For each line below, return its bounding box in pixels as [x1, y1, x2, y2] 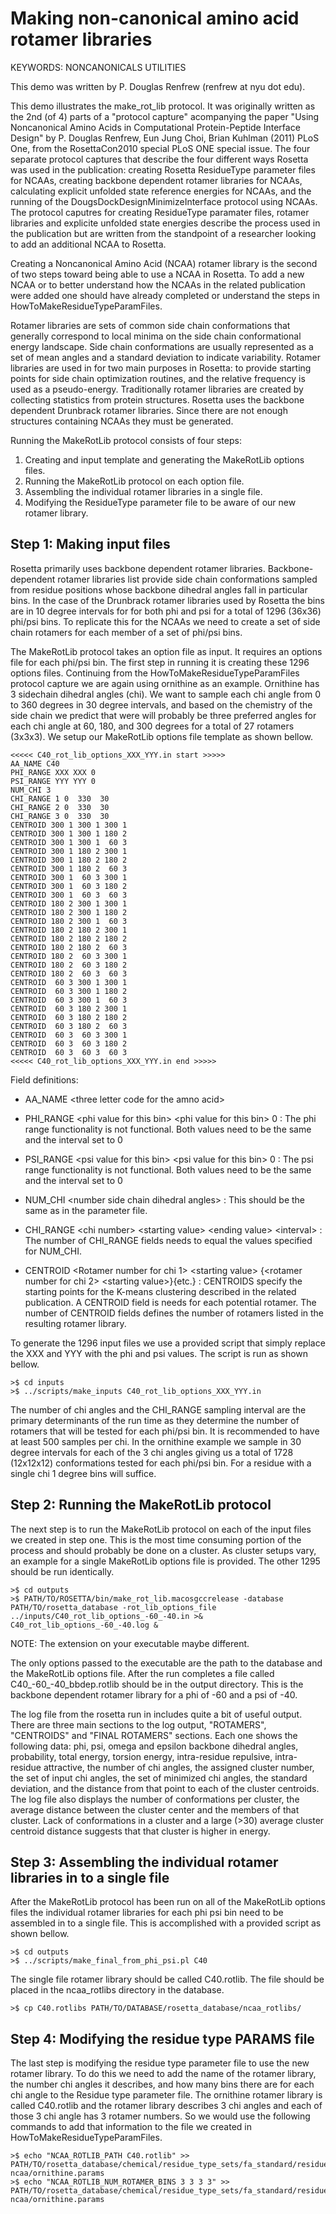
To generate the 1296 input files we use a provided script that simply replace [10, 1337, 326, 1349]
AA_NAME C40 [10, 758, 60, 769]
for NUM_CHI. [24, 1245, 83, 1257]
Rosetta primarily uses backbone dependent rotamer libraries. [10, 562, 266, 574]
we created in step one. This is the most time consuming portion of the [10, 1533, 302, 1546]
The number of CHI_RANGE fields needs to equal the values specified [24, 1234, 313, 1246]
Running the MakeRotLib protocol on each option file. [24, 475, 245, 487]
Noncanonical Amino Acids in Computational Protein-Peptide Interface [10, 121, 301, 133]
